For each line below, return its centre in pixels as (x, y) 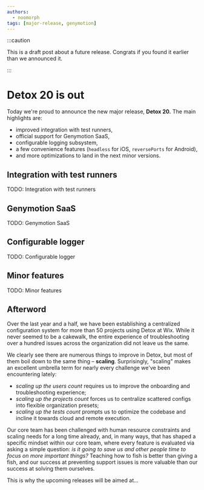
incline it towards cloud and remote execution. (73, 418)
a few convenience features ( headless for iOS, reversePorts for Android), (107, 149)
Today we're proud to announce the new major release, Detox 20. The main (101, 112)
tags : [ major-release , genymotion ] (52, 23)
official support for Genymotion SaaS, (63, 136)
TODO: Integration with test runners (51, 189)
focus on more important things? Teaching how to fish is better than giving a (102, 456)
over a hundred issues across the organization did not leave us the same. (98, 343)
